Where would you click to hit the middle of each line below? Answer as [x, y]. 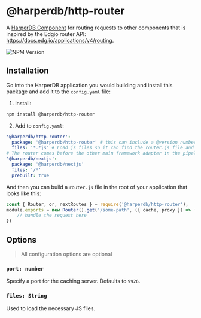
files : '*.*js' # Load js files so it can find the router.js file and [103, 148]
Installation [28, 71]
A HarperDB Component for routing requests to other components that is [96, 28]
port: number [25, 269]
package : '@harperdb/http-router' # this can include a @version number [104, 142]
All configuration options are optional [66, 254]
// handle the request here [52, 216]
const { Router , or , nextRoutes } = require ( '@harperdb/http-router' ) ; [97, 204]
